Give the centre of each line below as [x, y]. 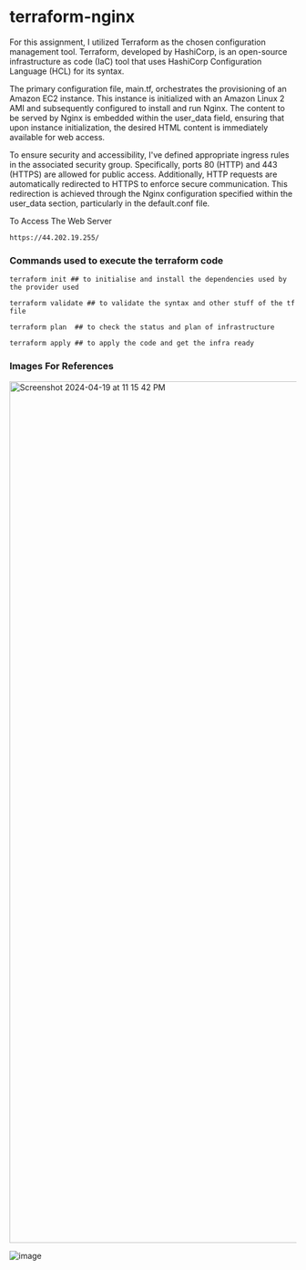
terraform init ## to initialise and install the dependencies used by [148, 280]
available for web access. [57, 137]
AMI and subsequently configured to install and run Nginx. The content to [147, 108]
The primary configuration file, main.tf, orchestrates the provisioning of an [148, 88]
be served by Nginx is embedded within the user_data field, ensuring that [147, 118]
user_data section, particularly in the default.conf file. [110, 203]
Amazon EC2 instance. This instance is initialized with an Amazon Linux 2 [147, 98]
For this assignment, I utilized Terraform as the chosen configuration [138, 42]
